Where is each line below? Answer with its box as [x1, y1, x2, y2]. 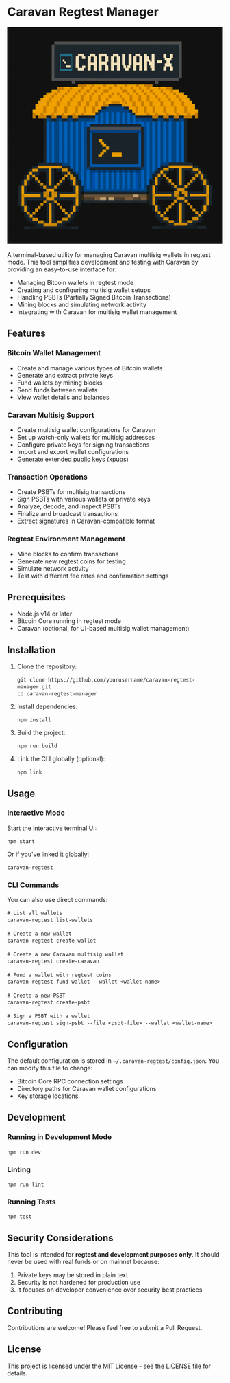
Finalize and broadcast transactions [16, 510, 118, 518]
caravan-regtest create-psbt [7, 999, 90, 1007]
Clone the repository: [16, 662, 77, 671]
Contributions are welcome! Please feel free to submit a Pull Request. [7, 1323, 203, 1331]
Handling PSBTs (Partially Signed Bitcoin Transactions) [16, 293, 171, 301]
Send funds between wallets [16, 385, 98, 394]
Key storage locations [16, 1092, 79, 1100]
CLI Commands [7, 880, 60, 890]
